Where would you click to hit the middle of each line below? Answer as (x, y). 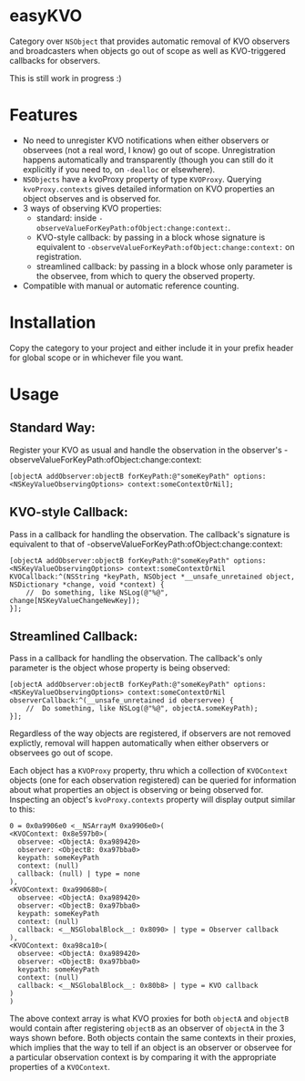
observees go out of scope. (61, 753)
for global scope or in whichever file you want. (97, 358)
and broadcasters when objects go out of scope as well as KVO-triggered (147, 50)
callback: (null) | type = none (79, 874)
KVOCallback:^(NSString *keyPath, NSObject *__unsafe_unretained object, (152, 577)
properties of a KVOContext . (60, 1067)
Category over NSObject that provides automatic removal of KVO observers (150, 41)
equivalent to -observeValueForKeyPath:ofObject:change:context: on (166, 246)
